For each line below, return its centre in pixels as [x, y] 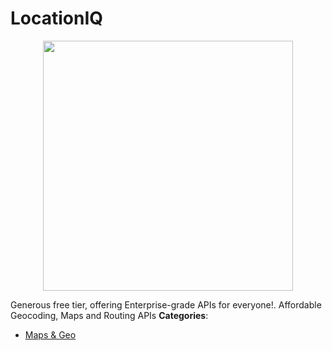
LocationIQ [57, 18]
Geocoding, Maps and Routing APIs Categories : [109, 315]
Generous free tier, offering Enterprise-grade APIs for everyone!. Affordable [166, 304]
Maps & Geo [50, 334]
